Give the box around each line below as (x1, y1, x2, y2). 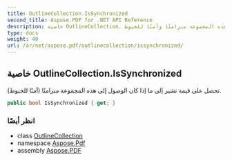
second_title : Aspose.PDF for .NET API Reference (7, 17, 153, 23)
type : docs (7, 29, 39, 37)
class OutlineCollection (17, 131, 83, 140)
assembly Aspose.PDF (17, 146, 81, 154)
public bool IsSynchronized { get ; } (7, 100, 116, 106)
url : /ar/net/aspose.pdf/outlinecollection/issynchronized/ (7, 42, 184, 49)
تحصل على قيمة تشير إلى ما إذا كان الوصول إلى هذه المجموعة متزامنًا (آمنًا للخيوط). (7, 86, 222, 94)
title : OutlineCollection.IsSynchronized (7, 10, 128, 17)
